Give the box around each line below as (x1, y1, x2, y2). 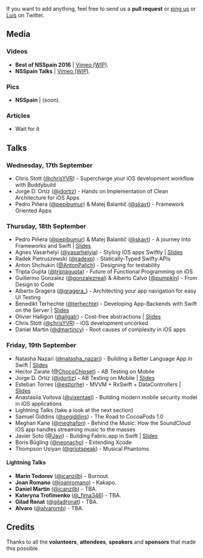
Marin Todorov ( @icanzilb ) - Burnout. (15, 472, 110, 479)
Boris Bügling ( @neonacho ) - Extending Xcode (15, 439, 132, 446)
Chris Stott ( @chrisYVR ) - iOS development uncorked (15, 319, 148, 327)
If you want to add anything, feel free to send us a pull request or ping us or (6, 5, 196, 12)
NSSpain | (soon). (15, 96, 61, 104)
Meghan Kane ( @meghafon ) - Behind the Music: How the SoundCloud (15, 419, 191, 427)
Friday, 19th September (6, 341, 77, 350)
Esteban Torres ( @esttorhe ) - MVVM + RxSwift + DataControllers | (15, 380, 181, 388)
